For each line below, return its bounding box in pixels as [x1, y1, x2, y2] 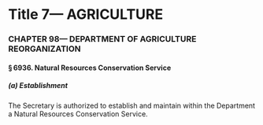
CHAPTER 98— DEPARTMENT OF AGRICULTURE [8, 34, 197, 45]
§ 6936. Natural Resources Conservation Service [8, 63, 172, 72]
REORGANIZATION [8, 43, 81, 54]
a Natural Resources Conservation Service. [8, 108, 148, 119]
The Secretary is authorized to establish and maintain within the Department [8, 101, 256, 110]
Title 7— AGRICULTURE [8, 6, 164, 24]
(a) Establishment [8, 81, 69, 90]
